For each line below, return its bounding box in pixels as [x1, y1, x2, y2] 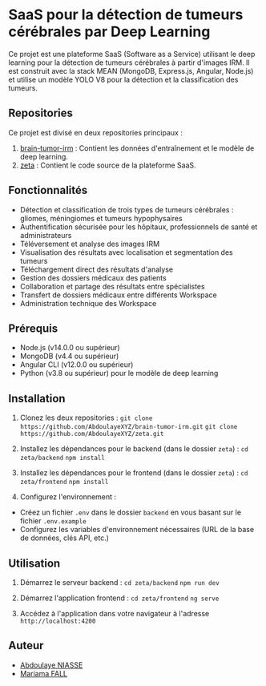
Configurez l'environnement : [19, 492, 117, 502]
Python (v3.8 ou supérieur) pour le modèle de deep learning [19, 369, 219, 378]
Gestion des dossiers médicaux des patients [19, 272, 167, 282]
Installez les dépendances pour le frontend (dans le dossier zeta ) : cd [19, 468, 248, 478]
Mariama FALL [19, 668, 68, 678]
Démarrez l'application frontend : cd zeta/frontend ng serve [19, 593, 220, 603]
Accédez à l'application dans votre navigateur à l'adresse [19, 609, 210, 618]
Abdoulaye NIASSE [19, 660, 83, 670]
